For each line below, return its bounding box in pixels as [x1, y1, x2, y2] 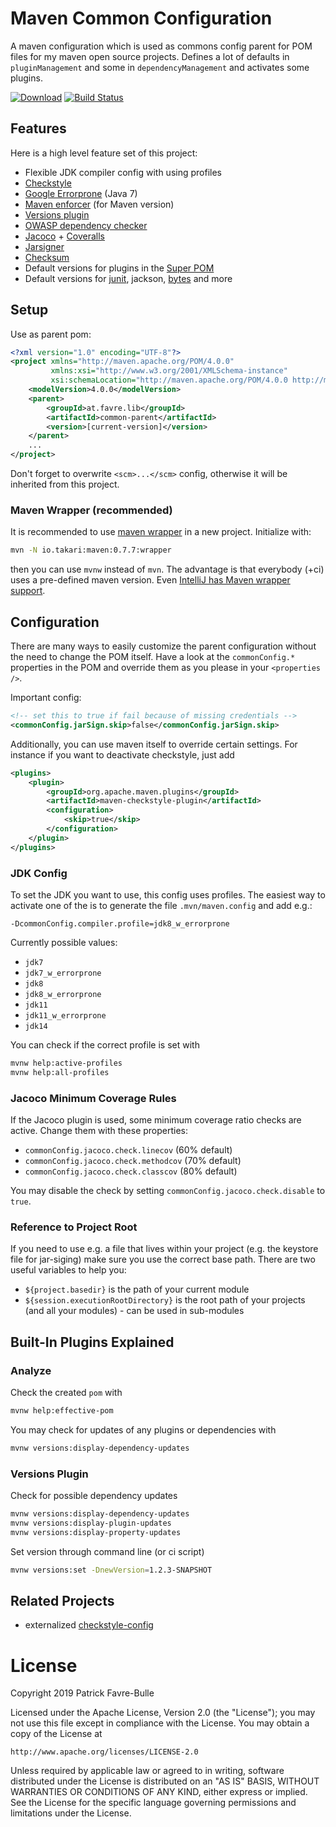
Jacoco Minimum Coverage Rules [10, 1091, 177, 1105]
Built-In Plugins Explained [10, 1333, 175, 1351]
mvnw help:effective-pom [10, 1406, 114, 1416]
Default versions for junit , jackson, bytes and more [24, 272, 233, 284]
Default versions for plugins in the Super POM [24, 262, 215, 274]
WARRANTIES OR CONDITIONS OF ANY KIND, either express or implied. [10, 1786, 308, 1798]
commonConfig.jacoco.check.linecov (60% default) [24, 1144, 233, 1156]
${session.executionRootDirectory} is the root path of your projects [24, 1294, 306, 1306]
